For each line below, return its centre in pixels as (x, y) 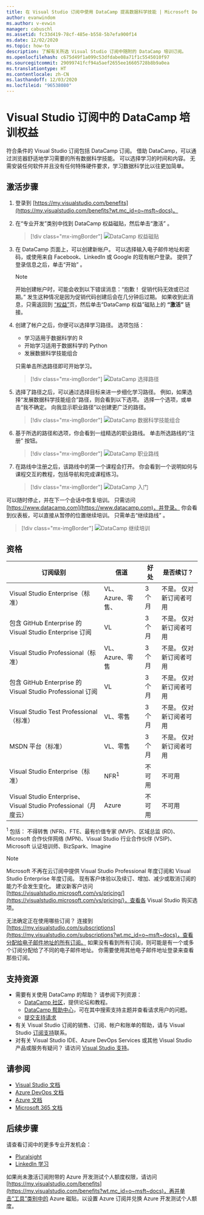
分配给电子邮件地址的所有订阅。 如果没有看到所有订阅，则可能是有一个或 (97, 943)
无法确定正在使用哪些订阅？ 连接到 (49, 921)
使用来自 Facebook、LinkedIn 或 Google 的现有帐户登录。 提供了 (112, 257)
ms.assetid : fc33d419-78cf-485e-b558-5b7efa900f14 (72, 35)
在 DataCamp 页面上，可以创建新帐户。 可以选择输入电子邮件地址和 (100, 249)
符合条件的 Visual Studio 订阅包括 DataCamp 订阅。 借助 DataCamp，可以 (99, 150)
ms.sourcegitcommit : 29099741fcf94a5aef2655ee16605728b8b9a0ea (88, 63)
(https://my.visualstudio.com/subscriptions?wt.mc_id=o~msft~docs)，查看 (100, 935)
